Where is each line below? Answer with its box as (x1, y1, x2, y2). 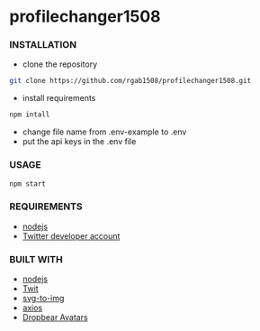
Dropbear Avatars (22, 312, 88, 322)
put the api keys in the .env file (22, 136, 137, 147)
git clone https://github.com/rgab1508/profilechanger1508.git (9, 77, 252, 86)
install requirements (22, 93, 96, 104)
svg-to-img (22, 293, 65, 303)
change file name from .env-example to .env (22, 126, 187, 137)
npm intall (9, 110, 50, 119)
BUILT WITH (9, 253, 63, 265)
